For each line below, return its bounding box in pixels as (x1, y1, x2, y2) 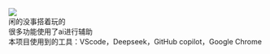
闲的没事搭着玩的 (8, 17, 66, 26)
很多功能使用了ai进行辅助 (8, 27, 94, 36)
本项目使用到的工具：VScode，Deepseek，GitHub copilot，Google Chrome (8, 37, 263, 46)
